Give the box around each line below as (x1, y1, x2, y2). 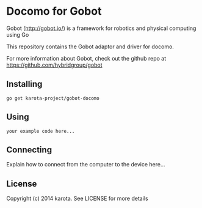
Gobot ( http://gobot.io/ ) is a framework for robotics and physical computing (6, 24, 197, 32)
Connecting (6, 144, 52, 155)
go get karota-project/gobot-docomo (6, 95, 99, 102)
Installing (6, 79, 43, 89)
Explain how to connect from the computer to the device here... (6, 161, 166, 168)
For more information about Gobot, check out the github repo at (6, 54, 167, 62)
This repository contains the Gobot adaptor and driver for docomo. (6, 43, 174, 50)
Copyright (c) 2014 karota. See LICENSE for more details (6, 195, 148, 202)
